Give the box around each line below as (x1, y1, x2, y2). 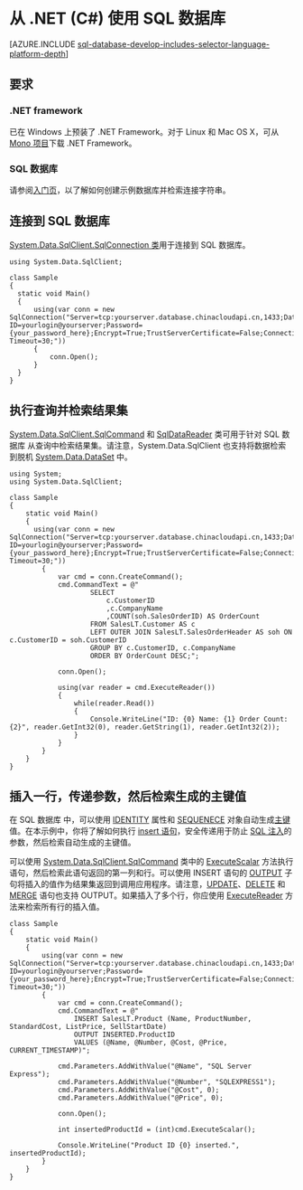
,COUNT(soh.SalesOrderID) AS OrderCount (106, 611, 260, 620)
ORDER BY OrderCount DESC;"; (89, 651, 200, 660)
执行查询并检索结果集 (9, 403, 128, 419)
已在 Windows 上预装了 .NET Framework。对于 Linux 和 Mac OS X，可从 (9, 126, 280, 137)
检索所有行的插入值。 (24, 902, 105, 912)
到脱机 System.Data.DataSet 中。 (9, 451, 133, 462)
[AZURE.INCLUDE (9, 38, 76, 50)
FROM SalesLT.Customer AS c (89, 619, 196, 628)
